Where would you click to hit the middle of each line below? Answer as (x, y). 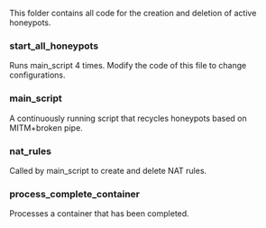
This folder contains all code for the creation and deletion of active (133, 13)
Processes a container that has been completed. (99, 214)
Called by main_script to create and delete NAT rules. (108, 170)
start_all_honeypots (54, 46)
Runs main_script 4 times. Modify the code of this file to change (128, 66)
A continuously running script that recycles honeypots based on (128, 118)
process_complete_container (74, 194)
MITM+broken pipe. (46, 128)
